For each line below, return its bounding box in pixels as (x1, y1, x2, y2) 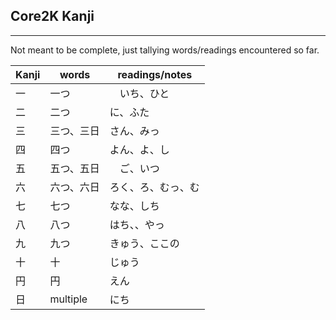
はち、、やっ (109, 217, 165, 231)
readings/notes (117, 67, 193, 81)
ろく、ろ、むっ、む (109, 180, 200, 194)
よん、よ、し (109, 142, 170, 156)
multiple (49, 292, 88, 306)
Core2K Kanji (10, 8, 95, 25)
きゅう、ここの (109, 236, 180, 250)
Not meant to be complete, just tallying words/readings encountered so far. (10, 44, 320, 56)
